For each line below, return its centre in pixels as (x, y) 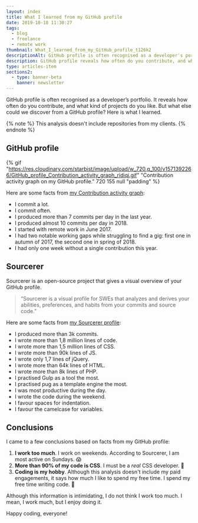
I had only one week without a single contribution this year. (86, 248)
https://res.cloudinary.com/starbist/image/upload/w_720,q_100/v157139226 (100, 169)
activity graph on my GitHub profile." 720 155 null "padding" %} (83, 181)
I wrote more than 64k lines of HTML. (60, 365)
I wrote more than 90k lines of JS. (56, 353)
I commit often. (33, 210)
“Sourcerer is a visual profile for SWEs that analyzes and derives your (105, 298)
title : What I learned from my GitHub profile (64, 17)
